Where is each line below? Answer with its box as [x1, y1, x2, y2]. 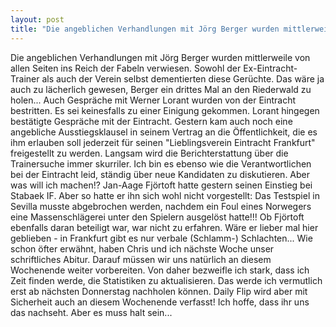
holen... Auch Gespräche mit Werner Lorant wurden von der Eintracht [10, 94, 297, 106]
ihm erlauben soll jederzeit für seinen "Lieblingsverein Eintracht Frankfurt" [10, 136, 316, 148]
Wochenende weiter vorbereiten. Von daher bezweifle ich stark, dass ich [10, 264, 310, 276]
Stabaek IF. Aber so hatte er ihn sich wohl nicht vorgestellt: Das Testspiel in [10, 189, 320, 201]
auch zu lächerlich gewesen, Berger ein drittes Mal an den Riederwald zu [10, 83, 312, 95]
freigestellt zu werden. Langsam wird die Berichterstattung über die [10, 147, 289, 159]
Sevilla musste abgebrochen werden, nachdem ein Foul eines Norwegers [10, 200, 312, 212]
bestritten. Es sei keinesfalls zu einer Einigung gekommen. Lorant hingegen [10, 104, 320, 116]
